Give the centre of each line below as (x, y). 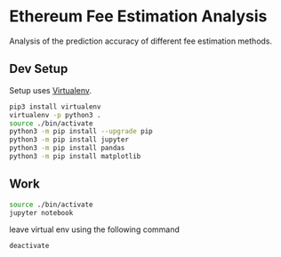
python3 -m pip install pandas (67, 149)
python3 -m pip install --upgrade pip (81, 132)
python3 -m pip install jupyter (69, 140)
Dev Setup (39, 69)
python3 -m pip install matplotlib (75, 157)
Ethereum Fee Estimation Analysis (138, 16)
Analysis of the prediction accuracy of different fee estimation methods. (141, 41)
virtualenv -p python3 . (55, 115)
